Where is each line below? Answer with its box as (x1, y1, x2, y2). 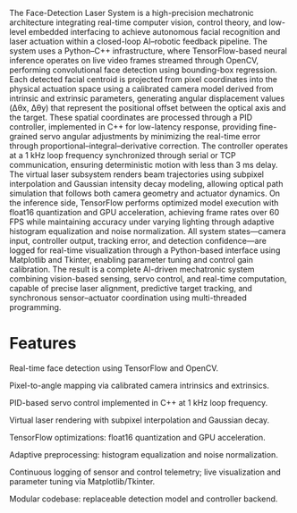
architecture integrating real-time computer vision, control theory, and (9, 17, 267, 28)
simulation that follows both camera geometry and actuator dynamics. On (9, 188, 280, 198)
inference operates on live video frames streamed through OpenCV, (9, 55, 259, 65)
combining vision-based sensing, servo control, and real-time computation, (9, 273, 287, 284)
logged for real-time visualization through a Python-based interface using (9, 245, 281, 256)
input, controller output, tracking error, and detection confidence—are (9, 236, 267, 246)
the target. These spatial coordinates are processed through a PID (9, 112, 253, 122)
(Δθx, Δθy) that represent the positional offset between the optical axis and (9, 103, 286, 113)
